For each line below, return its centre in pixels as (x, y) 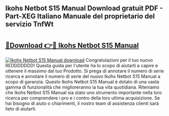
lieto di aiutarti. (21, 109)
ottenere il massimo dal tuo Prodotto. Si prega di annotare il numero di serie (85, 71)
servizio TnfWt (29, 24)
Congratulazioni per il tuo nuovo (119, 60)
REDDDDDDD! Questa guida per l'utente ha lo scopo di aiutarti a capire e (82, 65)
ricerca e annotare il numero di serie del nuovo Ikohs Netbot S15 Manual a (83, 76)
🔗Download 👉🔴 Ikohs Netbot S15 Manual (72, 45)
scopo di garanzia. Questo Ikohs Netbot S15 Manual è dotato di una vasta (82, 82)
